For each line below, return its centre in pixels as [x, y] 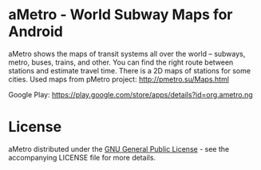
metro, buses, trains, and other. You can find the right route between [121, 62]
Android [36, 32]
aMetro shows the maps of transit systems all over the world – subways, [127, 53]
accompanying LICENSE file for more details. [82, 157]
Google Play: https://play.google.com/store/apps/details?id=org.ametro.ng [130, 94]
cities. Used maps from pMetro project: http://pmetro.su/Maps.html [119, 79]
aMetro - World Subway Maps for [121, 15]
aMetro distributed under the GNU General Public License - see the [119, 148]
